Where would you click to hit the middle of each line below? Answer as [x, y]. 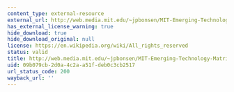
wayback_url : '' [31, 78]
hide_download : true [37, 33]
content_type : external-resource [56, 13]
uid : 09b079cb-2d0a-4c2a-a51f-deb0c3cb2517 [71, 65]
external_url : [28, 20]
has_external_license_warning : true [60, 26]
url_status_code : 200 [39, 71]
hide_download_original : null [51, 39]
